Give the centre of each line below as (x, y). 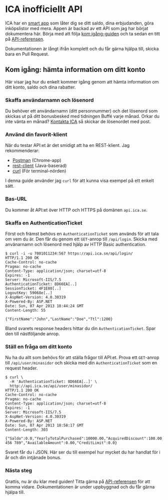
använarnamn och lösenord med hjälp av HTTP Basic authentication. (76, 244)
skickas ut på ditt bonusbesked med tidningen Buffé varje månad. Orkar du (82, 116)
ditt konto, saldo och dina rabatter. (40, 87)
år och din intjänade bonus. (33, 457)
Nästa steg (19, 470)
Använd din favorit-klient (36, 134)
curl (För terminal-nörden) (39, 171)
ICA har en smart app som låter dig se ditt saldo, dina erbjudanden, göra (79, 23)
